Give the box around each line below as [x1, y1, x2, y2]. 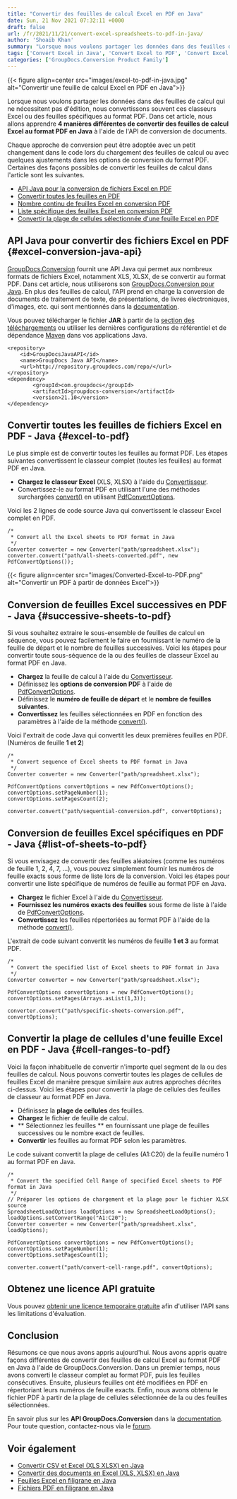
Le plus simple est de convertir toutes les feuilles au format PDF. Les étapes [7, 449, 228, 458]
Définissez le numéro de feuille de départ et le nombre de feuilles [17, 695, 212, 704]
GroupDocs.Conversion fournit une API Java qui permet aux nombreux [7, 264, 213, 273]
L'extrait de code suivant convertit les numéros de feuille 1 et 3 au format [7, 937, 219, 945]
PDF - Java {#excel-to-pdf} [7, 430, 130, 442]
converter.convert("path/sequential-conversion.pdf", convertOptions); [7, 808, 222, 815]
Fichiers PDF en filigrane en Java [17, 1484, 114, 1493]
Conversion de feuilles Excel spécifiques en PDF [7, 827, 224, 839]
